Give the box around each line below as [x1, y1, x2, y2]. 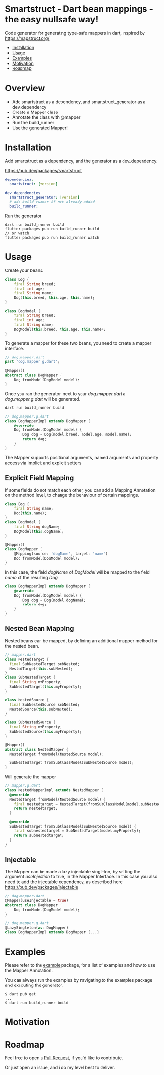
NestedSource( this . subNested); [9, 707, 73, 712]
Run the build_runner [12, 119, 55, 125]
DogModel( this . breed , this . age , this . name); [14, 327, 106, 332]
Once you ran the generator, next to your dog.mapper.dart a [5, 390, 126, 397]
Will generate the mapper [5, 774, 56, 780]
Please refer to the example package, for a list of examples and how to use [5, 963, 156, 968]
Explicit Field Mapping [5, 474, 74, 482]
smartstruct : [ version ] [9, 181, 58, 186]
